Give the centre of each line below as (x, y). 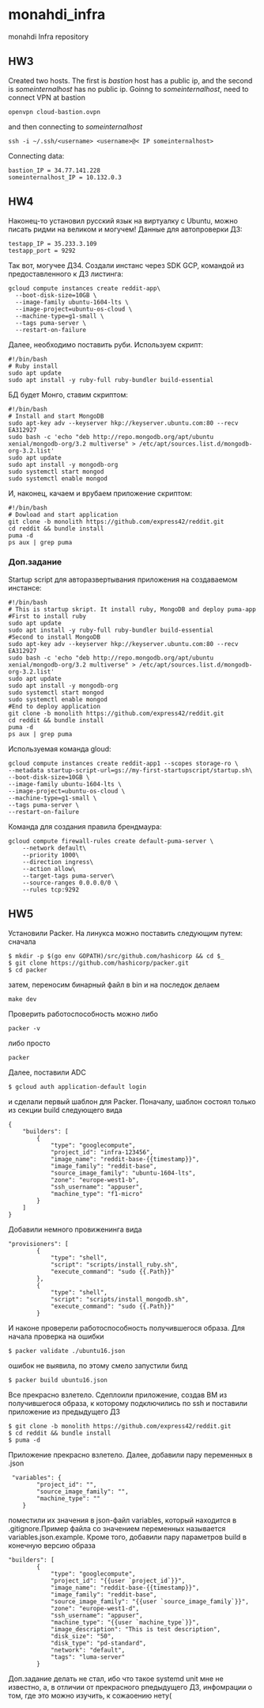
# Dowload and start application (63, 514)
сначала (22, 942)
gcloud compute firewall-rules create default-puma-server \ (111, 841)
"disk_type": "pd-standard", (98, 1643)
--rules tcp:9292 (51, 889)
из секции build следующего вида (65, 1110)
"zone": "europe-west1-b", (95, 1180)
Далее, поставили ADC (47, 1072)
